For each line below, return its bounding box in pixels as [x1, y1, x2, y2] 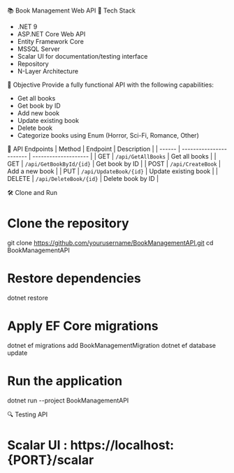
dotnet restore [7, 293, 49, 302]
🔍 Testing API [7, 410, 48, 419]
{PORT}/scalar [7, 452, 94, 467]
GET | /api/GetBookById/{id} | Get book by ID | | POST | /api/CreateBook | [7, 160, 221, 168]
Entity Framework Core [17, 38, 84, 45]
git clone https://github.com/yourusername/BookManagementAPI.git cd [7, 238, 214, 247]
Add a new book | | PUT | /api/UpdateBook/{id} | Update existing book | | [7, 167, 219, 175]
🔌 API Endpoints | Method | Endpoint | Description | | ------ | [7, 145, 180, 153]
